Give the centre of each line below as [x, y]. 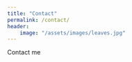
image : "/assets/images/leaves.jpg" [73, 33]
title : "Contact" [32, 13]
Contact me [24, 52]
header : [18, 26]
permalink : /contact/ [39, 20]
